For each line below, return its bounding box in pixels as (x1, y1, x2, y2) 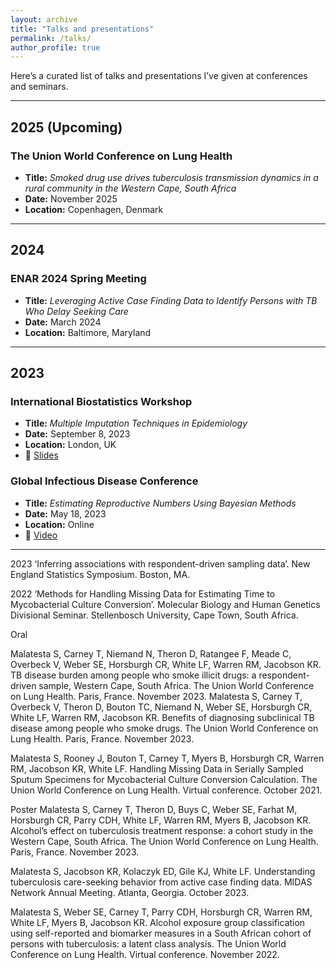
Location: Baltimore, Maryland (24, 326, 152, 338)
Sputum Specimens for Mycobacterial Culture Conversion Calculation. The (10, 773, 318, 785)
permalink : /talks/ (10, 33, 92, 43)
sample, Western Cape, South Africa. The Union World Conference (38, 679, 315, 691)
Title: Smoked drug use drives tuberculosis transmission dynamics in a (24, 171, 319, 183)
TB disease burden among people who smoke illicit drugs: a (10, 669, 257, 681)
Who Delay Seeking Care (24, 305, 129, 317)
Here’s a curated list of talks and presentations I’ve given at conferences (10, 70, 308, 82)
